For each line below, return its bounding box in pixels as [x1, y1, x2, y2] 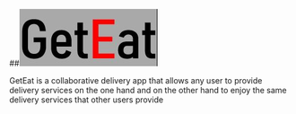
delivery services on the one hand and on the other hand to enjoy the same [9, 85, 287, 95]
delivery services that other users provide [9, 94, 164, 105]
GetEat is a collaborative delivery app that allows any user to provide [9, 75, 263, 85]
